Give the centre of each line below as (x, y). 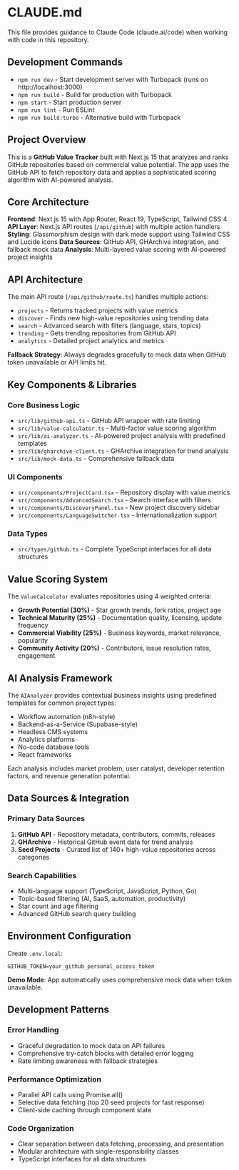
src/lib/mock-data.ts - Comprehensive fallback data (96, 458)
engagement (36, 656)
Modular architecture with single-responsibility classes (98, 1151)
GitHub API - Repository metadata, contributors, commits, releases (116, 834)
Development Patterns (58, 1010)
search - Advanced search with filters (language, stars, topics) (109, 326)
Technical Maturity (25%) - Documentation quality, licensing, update (120, 618)
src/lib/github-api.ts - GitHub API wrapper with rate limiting (109, 420)
